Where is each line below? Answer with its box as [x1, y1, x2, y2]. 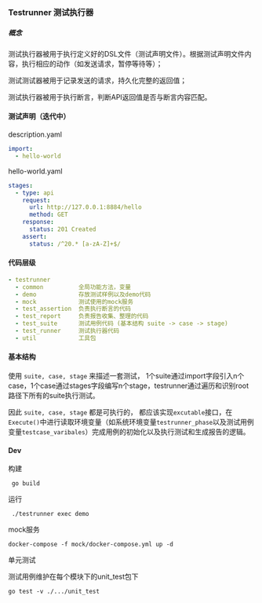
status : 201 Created [28, 225, 96, 233]
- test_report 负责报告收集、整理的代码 [15, 312, 149, 320]
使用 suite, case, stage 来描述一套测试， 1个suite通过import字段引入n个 [8, 371, 245, 380]
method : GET [28, 210, 68, 219]
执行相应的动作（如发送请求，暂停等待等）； [21, 59, 163, 68]
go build [11, 480, 41, 488]
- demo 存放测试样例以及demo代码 [15, 291, 151, 298]
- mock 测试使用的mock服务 [15, 298, 134, 305]
